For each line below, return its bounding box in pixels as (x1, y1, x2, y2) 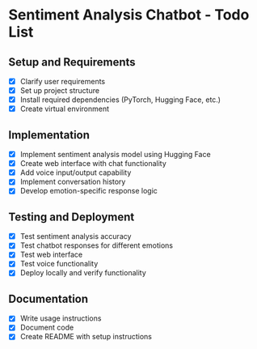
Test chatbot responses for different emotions (19, 240, 174, 250)
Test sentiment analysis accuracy (19, 232, 132, 241)
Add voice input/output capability (19, 168, 132, 177)
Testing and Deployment (8, 210, 135, 223)
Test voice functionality (19, 259, 99, 269)
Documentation (8, 292, 89, 305)
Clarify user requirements (19, 77, 106, 86)
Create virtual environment (19, 104, 110, 114)
